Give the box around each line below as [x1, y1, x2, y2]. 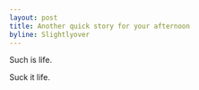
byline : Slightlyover [9, 30, 91, 39]
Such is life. [9, 55, 52, 66]
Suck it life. [9, 72, 51, 83]
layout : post [9, 13, 58, 22]
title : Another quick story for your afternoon [9, 22, 191, 31]
